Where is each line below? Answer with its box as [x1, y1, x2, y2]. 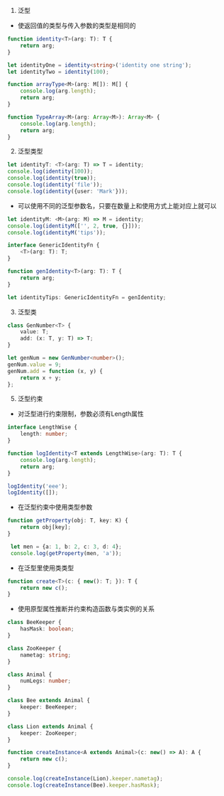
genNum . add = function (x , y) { [7, 367, 103, 375]
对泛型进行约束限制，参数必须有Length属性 [17, 409, 144, 418]
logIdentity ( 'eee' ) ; [7, 483, 69, 490]
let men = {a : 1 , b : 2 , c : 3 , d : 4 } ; [10, 543, 123, 550]
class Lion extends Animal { [7, 723, 94, 730]
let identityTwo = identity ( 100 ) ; [7, 68, 110, 75]
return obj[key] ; [20, 524, 72, 531]
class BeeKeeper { [7, 619, 62, 626]
